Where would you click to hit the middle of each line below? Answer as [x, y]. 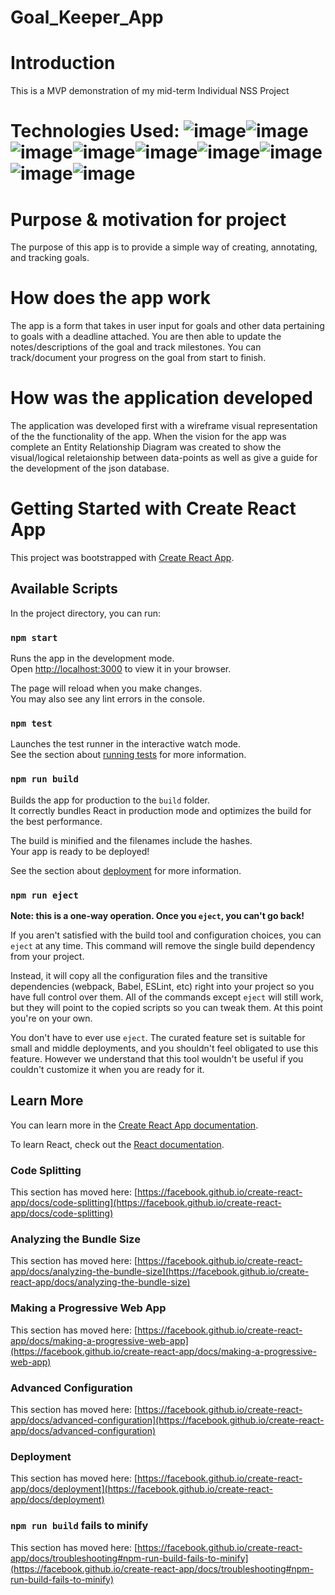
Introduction [63, 63]
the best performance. [56, 821]
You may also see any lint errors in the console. [107, 699]
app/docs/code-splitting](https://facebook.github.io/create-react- [146, 1203]
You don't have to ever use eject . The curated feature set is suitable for [158, 1038]
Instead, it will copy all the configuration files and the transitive [139, 976]
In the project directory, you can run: [85, 613]
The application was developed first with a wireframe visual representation [164, 426]
